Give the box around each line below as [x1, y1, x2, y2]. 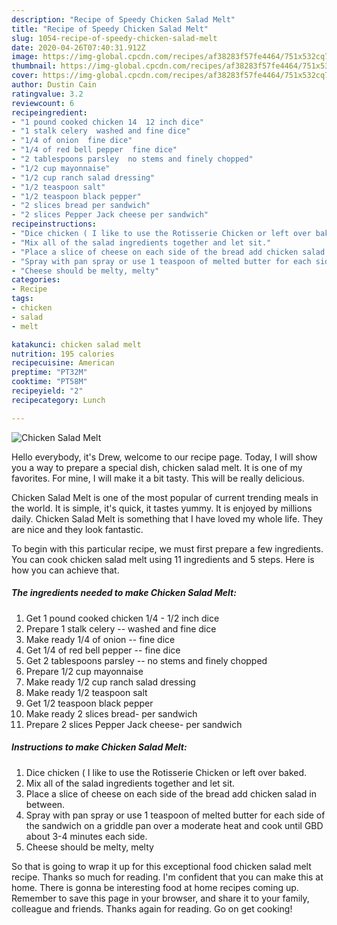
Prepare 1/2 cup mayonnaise [25, 665, 144, 677]
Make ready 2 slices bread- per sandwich [25, 707, 198, 720]
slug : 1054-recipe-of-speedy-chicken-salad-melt [11, 33, 218, 43]
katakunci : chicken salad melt [11, 339, 142, 350]
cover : [11, 71, 39, 81]
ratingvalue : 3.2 [11, 89, 84, 99]
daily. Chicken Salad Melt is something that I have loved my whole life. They [11, 512, 324, 525]
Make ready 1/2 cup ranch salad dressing [25, 676, 196, 688]
